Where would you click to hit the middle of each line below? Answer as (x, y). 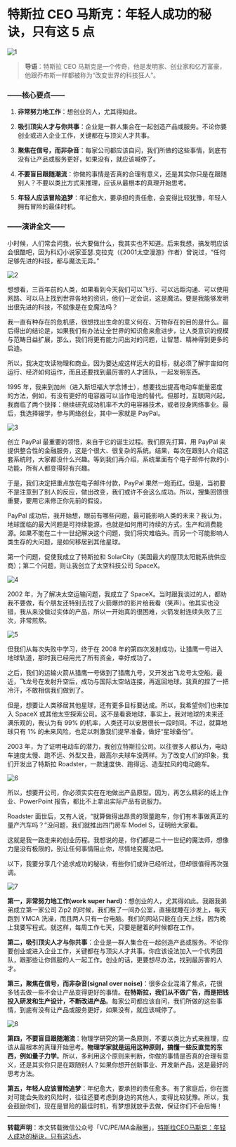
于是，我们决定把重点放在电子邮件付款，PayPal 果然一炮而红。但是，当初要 (117, 483)
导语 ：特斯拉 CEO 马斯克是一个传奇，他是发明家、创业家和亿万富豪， (125, 66)
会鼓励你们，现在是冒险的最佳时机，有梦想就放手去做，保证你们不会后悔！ (115, 1106)
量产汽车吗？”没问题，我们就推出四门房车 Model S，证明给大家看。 (105, 825)
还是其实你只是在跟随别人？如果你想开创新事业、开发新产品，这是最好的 (124, 1064)
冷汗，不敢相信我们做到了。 (47, 690)
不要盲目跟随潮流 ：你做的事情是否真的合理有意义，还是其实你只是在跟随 (122, 174)
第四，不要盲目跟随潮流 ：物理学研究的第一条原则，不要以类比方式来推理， (115, 1038)
